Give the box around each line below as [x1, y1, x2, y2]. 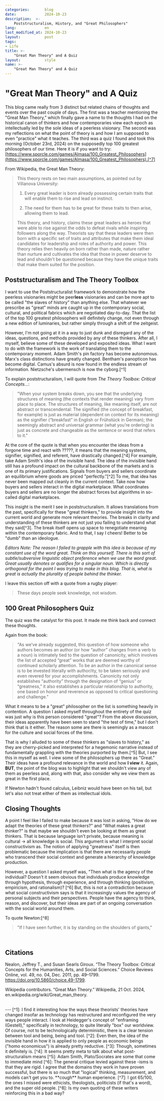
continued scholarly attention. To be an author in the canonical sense [17, 662, 157, 668]
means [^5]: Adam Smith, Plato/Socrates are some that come [32, 1054, 156, 1060]
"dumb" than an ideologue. [5, 535, 60, 541]
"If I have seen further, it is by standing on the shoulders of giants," [17, 924, 152, 930]
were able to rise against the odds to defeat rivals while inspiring [17, 225, 148, 231]
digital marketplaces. [18, 494, 61, 500]
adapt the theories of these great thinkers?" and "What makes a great [5, 823, 145, 829]
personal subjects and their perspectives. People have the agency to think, [5, 895, 156, 901]
